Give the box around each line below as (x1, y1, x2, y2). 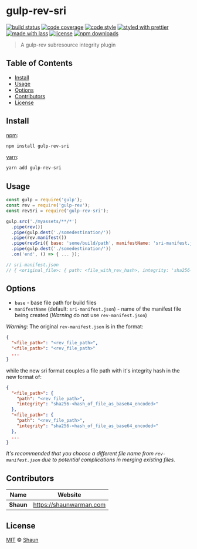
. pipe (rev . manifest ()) (11, 235, 67, 241)
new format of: (6, 373, 42, 380)
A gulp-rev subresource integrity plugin (20, 41, 116, 48)
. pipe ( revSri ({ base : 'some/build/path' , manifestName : (11, 240, 151, 247)
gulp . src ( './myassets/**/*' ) (6, 218, 77, 224)
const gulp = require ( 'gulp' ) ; (6, 197, 83, 203)
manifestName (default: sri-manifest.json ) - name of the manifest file (14, 305, 182, 312)
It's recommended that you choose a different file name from (6, 450, 154, 457)
